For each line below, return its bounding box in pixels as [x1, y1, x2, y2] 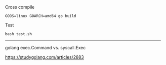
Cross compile [5, 4, 35, 10]
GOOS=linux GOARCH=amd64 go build [5, 14, 77, 19]
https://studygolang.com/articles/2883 [5, 54, 84, 60]
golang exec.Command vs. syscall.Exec [5, 45, 86, 50]
